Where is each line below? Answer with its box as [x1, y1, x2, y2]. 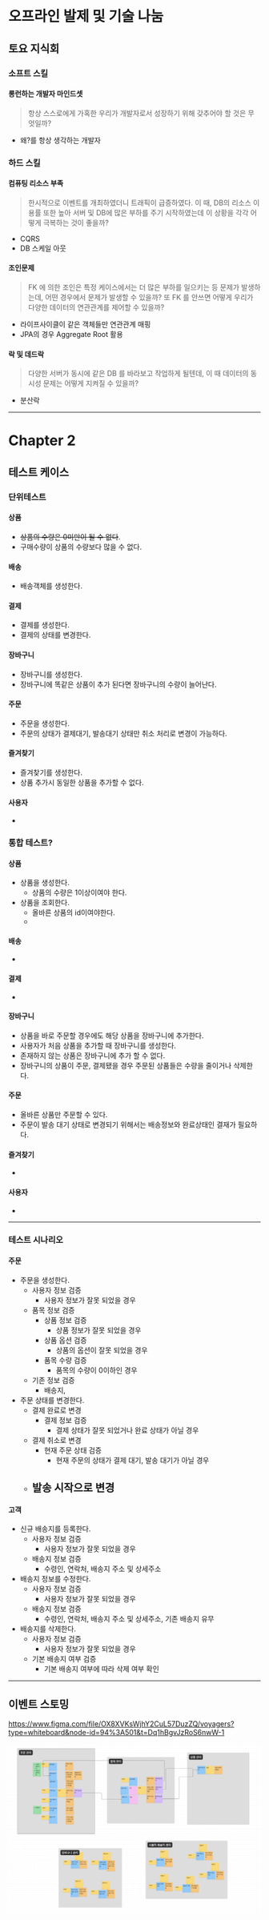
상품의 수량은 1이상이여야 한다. [31, 888, 127, 897]
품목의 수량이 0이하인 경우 [55, 1365, 138, 1375]
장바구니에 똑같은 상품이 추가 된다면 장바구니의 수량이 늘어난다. [19, 679, 218, 689]
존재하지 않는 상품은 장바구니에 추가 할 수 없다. [19, 1050, 166, 1060]
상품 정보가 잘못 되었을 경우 [55, 1325, 142, 1335]
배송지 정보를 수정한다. [19, 1574, 91, 1584]
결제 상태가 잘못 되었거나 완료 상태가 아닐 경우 [55, 1425, 199, 1435]
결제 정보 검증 [43, 1415, 87, 1425]
